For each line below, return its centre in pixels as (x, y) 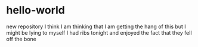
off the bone (21, 39)
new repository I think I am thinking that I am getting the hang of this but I (96, 26)
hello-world (36, 10)
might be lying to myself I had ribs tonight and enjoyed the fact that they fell (99, 32)
